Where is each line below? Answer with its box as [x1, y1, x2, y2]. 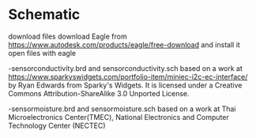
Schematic [8, 6, 81, 24]
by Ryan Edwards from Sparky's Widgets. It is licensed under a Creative [8, 80, 243, 90]
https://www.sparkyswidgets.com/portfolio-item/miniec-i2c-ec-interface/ [8, 72, 248, 81]
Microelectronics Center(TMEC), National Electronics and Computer [8, 112, 229, 121]
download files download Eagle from [8, 32, 128, 41]
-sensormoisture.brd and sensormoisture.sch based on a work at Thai [8, 104, 236, 114]
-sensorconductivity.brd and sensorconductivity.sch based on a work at [8, 63, 243, 73]
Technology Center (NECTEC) [8, 121, 106, 130]
